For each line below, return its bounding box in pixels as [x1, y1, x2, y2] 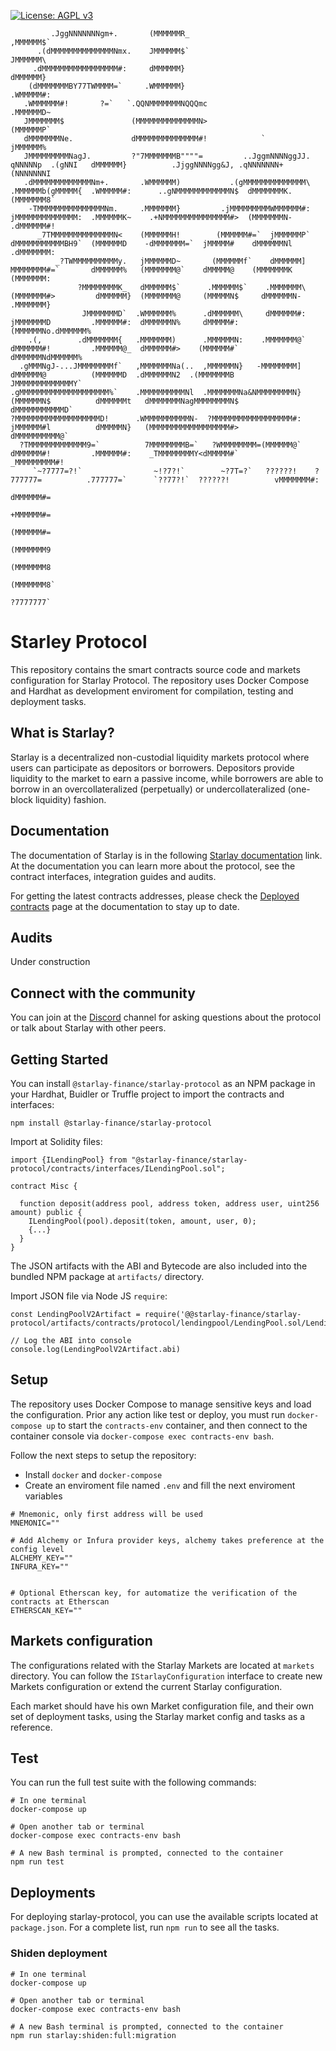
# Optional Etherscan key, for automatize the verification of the [10, 1588, 298, 1598]
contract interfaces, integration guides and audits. [10, 870, 217, 882]
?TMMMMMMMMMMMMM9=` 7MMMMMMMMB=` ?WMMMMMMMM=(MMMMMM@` [19, 440, 302, 450]
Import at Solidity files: [10, 1136, 103, 1147]
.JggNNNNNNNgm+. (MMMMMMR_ [50, 29, 190, 39]
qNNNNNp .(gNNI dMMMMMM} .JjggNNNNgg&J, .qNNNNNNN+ [10, 160, 284, 170]
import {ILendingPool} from [10, 1155, 128, 1165]
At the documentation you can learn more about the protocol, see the [10, 860, 296, 872]
